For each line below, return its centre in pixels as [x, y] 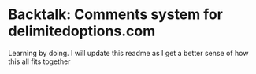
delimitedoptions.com [82, 31]
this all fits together [39, 61]
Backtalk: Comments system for [115, 15]
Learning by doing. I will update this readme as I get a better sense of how [128, 53]
